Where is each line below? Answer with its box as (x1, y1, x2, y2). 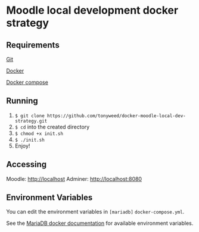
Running (6, 96, 39, 106)
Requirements (6, 40, 60, 50)
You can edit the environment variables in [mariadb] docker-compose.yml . (6, 208, 185, 215)
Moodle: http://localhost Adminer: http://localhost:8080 (6, 175, 142, 182)
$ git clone (14, 112, 45, 119)
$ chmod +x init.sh (14, 130, 64, 137)
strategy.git (14, 118, 48, 124)
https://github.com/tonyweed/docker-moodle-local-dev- (46, 112, 186, 119)
